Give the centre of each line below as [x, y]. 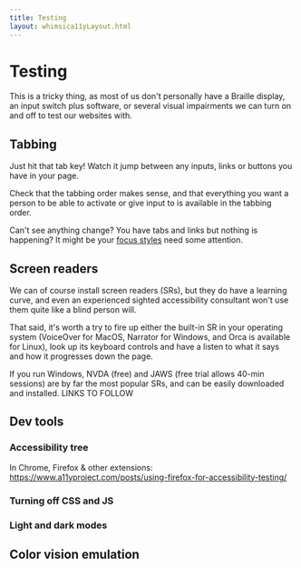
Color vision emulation [75, 554]
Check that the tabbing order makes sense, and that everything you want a [149, 194]
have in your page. [44, 176]
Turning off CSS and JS [62, 501]
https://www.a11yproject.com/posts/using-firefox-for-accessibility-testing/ [148, 477]
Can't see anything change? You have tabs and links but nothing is [134, 230]
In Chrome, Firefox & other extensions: [81, 467]
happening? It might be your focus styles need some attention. [126, 240]
